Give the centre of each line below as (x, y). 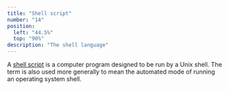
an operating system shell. (45, 79)
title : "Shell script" (39, 13)
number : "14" (26, 20)
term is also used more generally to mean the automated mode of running (111, 72)
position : (21, 26)
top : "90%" (29, 39)
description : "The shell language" (58, 45)
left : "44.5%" (33, 32)
